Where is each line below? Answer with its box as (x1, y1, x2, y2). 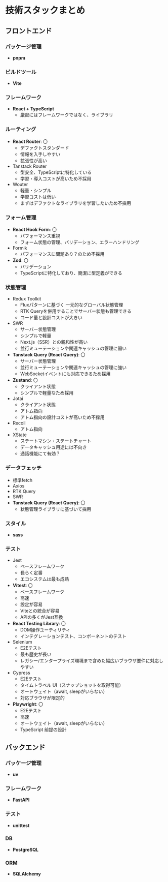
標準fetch (12, 477, 33, 483)
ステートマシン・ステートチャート (20, 438, 92, 444)
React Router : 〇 (12, 138, 48, 144)
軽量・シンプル (20, 187, 52, 193)
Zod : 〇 (12, 257, 29, 263)
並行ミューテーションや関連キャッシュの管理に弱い (20, 345, 127, 351)
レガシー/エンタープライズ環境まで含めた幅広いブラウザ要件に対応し (20, 658, 163, 664)
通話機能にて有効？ (20, 450, 61, 457)
